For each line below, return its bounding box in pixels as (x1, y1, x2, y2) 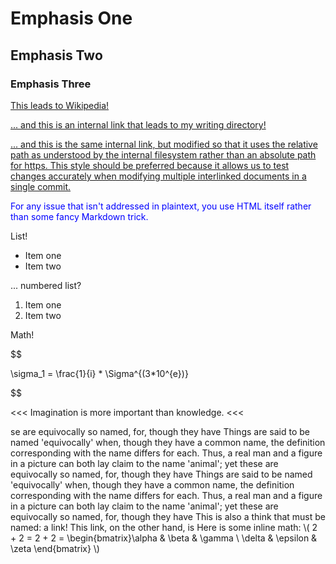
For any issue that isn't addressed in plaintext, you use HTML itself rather (10, 200, 312, 212)
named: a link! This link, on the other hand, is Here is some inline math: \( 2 (10, 521, 318, 533)
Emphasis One (10, 7, 133, 30)
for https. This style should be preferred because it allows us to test (10, 159, 290, 171)
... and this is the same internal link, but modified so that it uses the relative (10, 138, 318, 150)
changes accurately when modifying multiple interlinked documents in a (10, 170, 307, 182)
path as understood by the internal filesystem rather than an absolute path (10, 148, 317, 161)
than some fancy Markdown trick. (10, 210, 149, 222)
